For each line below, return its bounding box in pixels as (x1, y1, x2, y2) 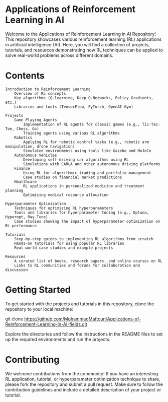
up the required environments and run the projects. (5, 336, 111, 342)
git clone (5, 316, 24, 322)
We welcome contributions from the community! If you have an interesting (5, 370, 158, 376)
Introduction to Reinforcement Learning (5, 87, 91, 92)
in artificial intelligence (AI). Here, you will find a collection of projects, (5, 41, 150, 47)
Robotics (14, 135, 33, 140)
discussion (5, 267, 28, 273)
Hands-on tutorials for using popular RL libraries (14, 241, 124, 246)
